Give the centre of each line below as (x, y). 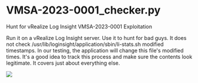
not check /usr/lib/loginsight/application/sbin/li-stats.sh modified (85, 44)
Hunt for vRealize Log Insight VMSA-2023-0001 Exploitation (79, 26)
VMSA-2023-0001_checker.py (83, 10)
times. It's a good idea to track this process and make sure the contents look (99, 57)
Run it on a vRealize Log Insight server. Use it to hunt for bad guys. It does (96, 38)
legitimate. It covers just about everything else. (63, 63)
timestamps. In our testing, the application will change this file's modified (95, 50)
